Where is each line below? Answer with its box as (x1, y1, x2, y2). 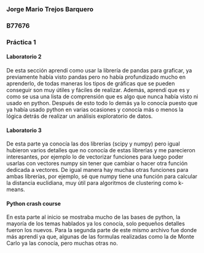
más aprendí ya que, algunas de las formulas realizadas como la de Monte (6, 233, 195, 241)
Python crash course (6, 200, 61, 207)
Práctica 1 (6, 37, 36, 46)
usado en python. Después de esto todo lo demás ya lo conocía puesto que (6, 99, 198, 106)
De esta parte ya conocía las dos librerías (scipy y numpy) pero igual (6, 140, 180, 147)
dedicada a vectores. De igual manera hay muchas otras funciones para (6, 166, 189, 174)
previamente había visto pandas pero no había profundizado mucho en (6, 73, 186, 80)
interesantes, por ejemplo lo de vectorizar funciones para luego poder (6, 153, 184, 161)
